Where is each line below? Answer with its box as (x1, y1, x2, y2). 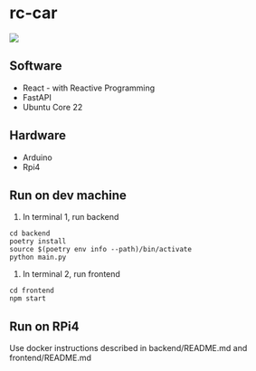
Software (9, 58, 62, 74)
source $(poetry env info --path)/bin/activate (9, 245, 193, 254)
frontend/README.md (9, 352, 92, 364)
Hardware (9, 128, 66, 143)
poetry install (9, 237, 67, 246)
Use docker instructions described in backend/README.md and (9, 343, 248, 354)
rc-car (9, 3, 58, 24)
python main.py (9, 252, 67, 262)
